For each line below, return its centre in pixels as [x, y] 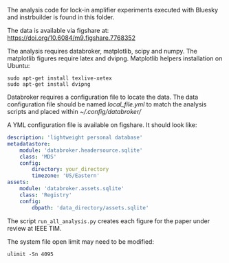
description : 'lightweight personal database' [75, 137]
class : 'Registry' [46, 195]
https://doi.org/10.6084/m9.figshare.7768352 [72, 38]
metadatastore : [29, 144]
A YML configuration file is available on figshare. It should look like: [102, 125]
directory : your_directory [70, 170]
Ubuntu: [19, 66]
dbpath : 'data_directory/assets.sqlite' [90, 208]
